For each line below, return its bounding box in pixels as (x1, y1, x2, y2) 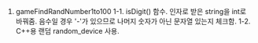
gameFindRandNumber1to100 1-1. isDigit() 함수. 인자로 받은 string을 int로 (15, 7, 246, 16)
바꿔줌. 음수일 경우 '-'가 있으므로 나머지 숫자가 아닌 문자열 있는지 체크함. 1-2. (15, 16, 251, 26)
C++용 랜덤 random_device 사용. (15, 27, 120, 35)
